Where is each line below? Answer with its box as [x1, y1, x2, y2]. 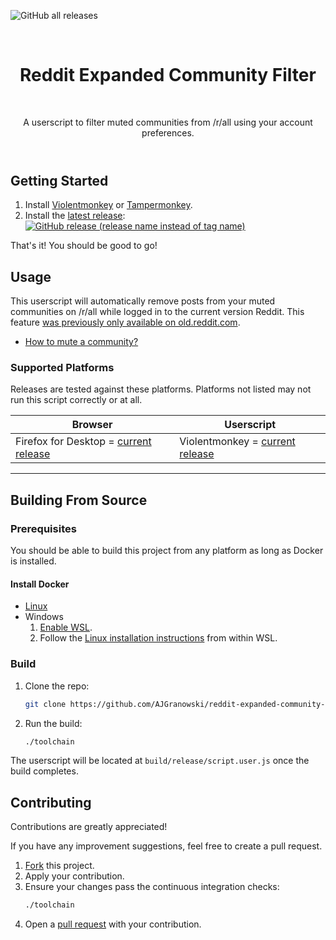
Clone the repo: [24, 680, 90, 692]
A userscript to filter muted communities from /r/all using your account [23, 116, 313, 128]
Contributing [10, 794, 92, 811]
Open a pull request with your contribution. [24, 918, 202, 930]
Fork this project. [24, 860, 95, 872]
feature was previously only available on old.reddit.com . [10, 316, 241, 329]
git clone [24, 699, 67, 709]
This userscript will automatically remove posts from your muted [10, 295, 276, 307]
